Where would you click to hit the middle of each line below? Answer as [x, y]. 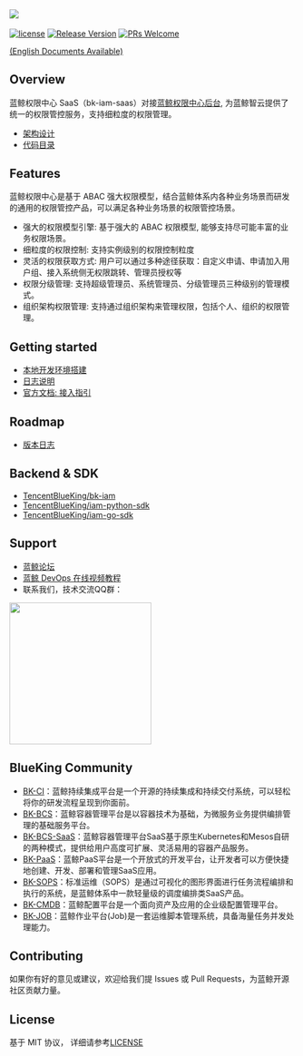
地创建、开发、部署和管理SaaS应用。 [92, 870]
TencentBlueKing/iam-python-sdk [86, 505]
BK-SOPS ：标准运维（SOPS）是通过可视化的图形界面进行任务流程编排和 [158, 882]
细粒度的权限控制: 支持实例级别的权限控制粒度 [108, 249]
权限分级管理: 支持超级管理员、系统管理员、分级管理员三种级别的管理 [152, 284]
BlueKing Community [71, 768]
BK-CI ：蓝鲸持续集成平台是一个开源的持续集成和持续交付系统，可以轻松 [156, 791]
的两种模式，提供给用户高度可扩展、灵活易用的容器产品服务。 [138, 847]
